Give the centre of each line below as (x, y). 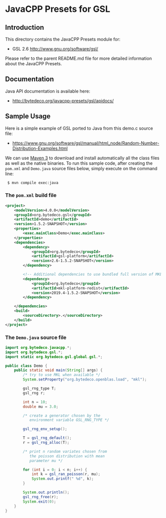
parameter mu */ (46, 461)
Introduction (25, 27)
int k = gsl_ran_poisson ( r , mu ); (66, 474)
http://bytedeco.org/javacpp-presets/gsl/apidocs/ (63, 100)
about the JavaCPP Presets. (34, 64)
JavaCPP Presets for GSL (58, 9)
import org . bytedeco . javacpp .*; (38, 347)
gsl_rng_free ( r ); (41, 497)
